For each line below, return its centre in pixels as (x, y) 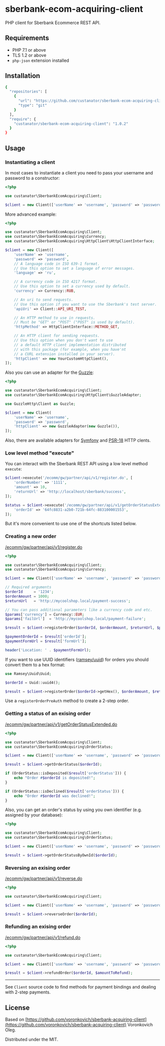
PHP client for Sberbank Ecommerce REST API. (53, 23)
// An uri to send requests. (44, 300)
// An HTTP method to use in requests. (55, 318)
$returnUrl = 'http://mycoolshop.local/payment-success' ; (68, 601)
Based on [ (16, 1019)
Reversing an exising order (38, 868)
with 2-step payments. (28, 992)
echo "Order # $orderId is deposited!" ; (55, 778)
